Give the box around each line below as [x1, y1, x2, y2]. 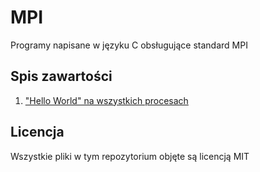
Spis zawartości [10, 68, 113, 85]
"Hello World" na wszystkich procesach [24, 94, 189, 106]
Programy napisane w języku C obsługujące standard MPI [10, 39, 248, 51]
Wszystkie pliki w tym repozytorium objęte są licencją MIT [10, 150, 250, 162]
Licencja [10, 124, 65, 141]
